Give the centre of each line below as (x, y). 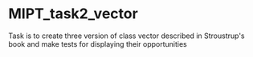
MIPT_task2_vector (73, 14)
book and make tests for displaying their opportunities (98, 44)
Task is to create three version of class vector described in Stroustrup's (126, 36)
